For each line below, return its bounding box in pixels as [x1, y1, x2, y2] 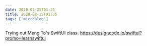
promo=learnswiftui [5, 35, 46, 41]
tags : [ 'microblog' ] [5, 16, 49, 21]
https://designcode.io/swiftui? [80, 30, 142, 36]
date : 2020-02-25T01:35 [5, 7, 55, 12]
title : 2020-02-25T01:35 [5, 12, 57, 17]
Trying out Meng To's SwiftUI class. [5, 30, 79, 36]
